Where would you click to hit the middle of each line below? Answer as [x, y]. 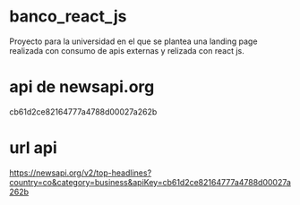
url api [33, 148]
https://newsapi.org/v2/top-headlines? [81, 173]
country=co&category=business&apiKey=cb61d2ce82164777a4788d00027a [150, 182]
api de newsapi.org [82, 87]
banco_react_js [68, 17]
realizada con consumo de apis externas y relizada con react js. [127, 50]
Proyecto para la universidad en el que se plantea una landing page [133, 41]
